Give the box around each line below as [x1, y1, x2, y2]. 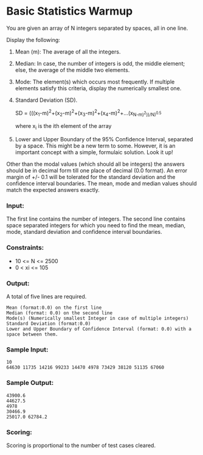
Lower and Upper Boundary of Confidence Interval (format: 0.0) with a [6, 326, 191, 333]
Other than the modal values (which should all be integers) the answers [6, 160, 185, 168]
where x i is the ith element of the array [15, 122, 112, 132]
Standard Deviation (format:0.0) [6, 321, 91, 327]
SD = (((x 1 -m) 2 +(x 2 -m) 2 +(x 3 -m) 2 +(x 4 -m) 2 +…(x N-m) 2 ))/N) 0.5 [15, 108, 162, 118]
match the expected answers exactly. [6, 186, 100, 194]
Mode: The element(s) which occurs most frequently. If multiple [15, 78, 175, 85]
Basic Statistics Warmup [6, 4, 133, 18]
